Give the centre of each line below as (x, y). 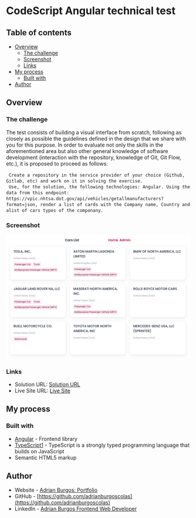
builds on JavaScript (39, 451)
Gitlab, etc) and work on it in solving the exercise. (75, 181)
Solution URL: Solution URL (47, 384)
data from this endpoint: (38, 192)
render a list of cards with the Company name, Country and (115, 204)
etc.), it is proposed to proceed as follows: (57, 164)
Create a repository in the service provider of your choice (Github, (97, 175)
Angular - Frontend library (46, 439)
